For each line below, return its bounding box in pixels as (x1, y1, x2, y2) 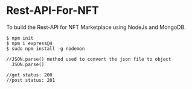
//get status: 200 (6, 72, 53, 78)
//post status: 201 (6, 77, 56, 83)
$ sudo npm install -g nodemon (6, 46, 85, 52)
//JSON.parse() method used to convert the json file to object (6, 56, 171, 62)
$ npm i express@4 (6, 40, 53, 46)
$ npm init (6, 35, 34, 41)
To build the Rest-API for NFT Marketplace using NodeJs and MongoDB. (6, 23, 186, 31)
